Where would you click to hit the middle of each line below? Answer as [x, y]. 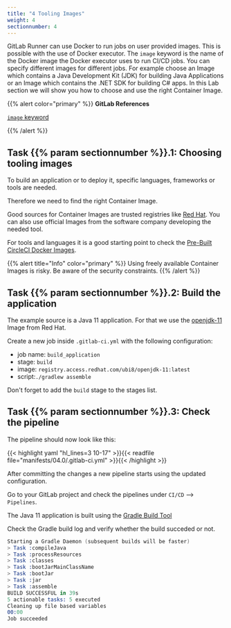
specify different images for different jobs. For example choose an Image [111, 68]
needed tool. [25, 229]
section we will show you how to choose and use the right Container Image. [115, 90]
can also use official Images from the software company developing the [109, 222]
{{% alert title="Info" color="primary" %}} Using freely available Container [113, 264]
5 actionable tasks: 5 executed [54, 600]
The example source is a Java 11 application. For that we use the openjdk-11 [115, 320]
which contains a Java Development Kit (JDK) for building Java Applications [115, 76]
